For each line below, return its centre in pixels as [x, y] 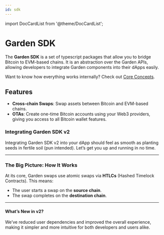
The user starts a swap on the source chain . [57, 190]
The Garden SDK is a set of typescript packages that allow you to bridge [78, 57]
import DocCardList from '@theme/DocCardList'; [54, 23]
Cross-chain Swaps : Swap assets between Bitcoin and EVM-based [80, 104]
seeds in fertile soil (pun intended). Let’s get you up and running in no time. [81, 148]
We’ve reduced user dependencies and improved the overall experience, [78, 222]
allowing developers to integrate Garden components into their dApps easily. [82, 67]
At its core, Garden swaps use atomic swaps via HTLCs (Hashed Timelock [80, 175]
